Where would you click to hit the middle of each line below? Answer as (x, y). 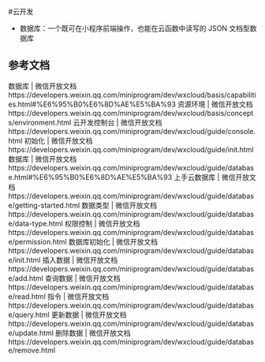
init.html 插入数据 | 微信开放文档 (66, 259)
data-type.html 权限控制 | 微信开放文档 (77, 223)
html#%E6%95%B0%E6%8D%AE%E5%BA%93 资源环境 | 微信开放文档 (136, 104)
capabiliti (241, 95)
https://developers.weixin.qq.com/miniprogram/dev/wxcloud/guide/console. (132, 131)
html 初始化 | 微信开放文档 (50, 140)
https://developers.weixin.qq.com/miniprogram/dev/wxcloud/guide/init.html (131, 149)
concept (240, 113)
